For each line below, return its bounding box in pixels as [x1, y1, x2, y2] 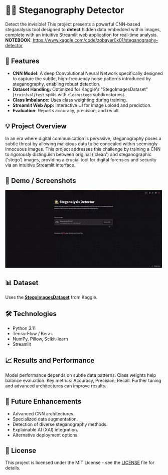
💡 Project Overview [5, 122, 67, 131]
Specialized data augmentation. [12, 416, 78, 422]
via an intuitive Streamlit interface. [5, 162, 76, 168]
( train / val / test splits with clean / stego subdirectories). [12, 91, 126, 97]
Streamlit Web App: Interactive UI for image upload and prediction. [12, 102, 152, 108]
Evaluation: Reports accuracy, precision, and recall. [12, 107, 120, 113]
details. [5, 465, 21, 471]
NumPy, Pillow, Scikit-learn [12, 336, 69, 342]
